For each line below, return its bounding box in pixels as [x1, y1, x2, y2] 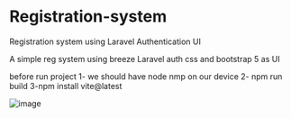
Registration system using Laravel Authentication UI [9, 36, 201, 47]
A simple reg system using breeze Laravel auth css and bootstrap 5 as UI [9, 53, 281, 64]
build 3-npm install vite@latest [9, 80, 123, 91]
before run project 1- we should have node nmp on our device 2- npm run [9, 70, 283, 82]
